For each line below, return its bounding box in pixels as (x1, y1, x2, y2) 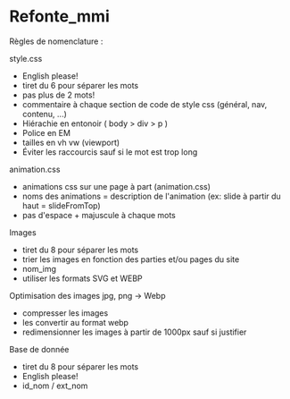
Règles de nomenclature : (9, 36, 104, 47)
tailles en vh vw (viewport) (21, 137, 120, 148)
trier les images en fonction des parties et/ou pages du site (21, 253, 240, 265)
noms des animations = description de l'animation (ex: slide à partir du (21, 191, 281, 201)
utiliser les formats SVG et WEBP (21, 273, 143, 284)
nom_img (21, 263, 56, 274)
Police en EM (21, 127, 71, 138)
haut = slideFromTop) (21, 199, 101, 211)
